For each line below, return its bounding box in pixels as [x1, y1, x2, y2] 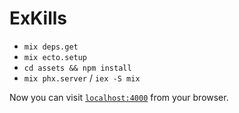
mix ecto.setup [23, 52, 88, 62]
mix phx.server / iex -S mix [23, 72, 141, 84]
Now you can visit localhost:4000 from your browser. [9, 91, 229, 103]
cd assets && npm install [23, 63, 132, 73]
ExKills [9, 7, 68, 30]
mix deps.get [23, 42, 79, 52]
